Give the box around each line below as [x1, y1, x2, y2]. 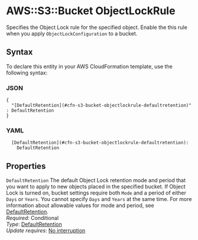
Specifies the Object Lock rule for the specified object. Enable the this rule [6, 24, 187, 31]
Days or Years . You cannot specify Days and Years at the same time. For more [6, 196, 192, 203]
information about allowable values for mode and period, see [6, 202, 155, 209]
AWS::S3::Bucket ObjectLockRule [6, 4, 176, 18]
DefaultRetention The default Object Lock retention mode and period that [6, 177, 186, 184]
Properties [6, 161, 46, 171]
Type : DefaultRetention [6, 220, 62, 228]
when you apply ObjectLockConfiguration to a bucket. [6, 30, 138, 37]
